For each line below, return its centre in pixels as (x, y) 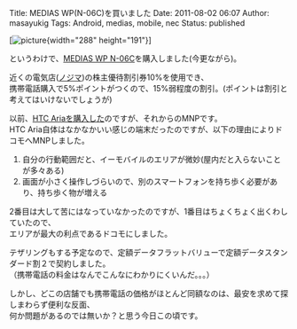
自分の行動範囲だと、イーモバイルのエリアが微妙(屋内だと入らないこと (152, 159)
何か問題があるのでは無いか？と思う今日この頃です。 (106, 316)
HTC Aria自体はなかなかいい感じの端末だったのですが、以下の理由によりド (146, 129)
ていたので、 (32, 223)
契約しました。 (83, 263)
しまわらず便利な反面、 (52, 305)
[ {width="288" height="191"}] (81, 40)
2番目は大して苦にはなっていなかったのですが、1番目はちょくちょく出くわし (148, 211)
